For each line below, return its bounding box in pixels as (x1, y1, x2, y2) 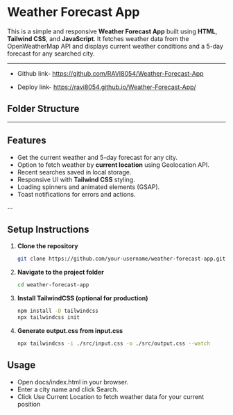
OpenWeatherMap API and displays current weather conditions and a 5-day (7, 42, 224, 50)
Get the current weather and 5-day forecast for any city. (17, 153, 178, 161)
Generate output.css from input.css (17, 326, 123, 334)
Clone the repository (17, 242, 78, 250)
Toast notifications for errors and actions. (17, 190, 136, 198)
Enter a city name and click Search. (17, 385, 119, 393)
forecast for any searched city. (7, 49, 95, 58)
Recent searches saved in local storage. (17, 168, 132, 176)
